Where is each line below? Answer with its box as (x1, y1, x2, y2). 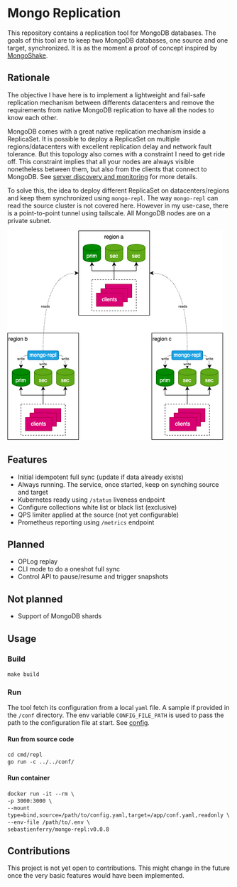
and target (17, 488, 48, 496)
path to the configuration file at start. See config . (7, 719, 150, 727)
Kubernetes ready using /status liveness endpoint (17, 495, 165, 504)
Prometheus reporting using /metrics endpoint (17, 517, 155, 527)
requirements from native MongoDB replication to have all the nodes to (7, 105, 214, 114)
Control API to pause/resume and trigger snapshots (17, 572, 169, 581)
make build (7, 670, 40, 678)
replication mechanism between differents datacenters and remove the (7, 98, 215, 107)
